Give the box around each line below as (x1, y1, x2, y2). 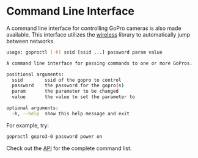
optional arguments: (6, 105, 59, 111)
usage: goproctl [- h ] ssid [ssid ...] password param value (6, 49, 163, 56)
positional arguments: (6, 71, 64, 77)
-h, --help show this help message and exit (12, 110, 130, 117)
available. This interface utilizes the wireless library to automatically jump (6, 31, 191, 38)
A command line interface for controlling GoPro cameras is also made (6, 24, 182, 32)
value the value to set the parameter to (12, 94, 136, 100)
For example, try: (6, 121, 49, 129)
